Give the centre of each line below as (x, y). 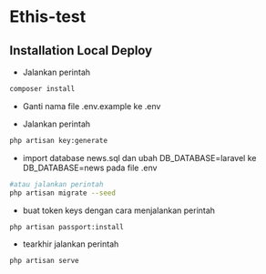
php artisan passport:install (67, 227)
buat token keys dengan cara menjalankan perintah (119, 210)
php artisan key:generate (58, 140)
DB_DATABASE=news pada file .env (90, 167)
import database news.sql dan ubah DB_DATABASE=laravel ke (139, 157)
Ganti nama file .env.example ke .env (92, 106)
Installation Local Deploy (81, 51)
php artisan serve (44, 261)
